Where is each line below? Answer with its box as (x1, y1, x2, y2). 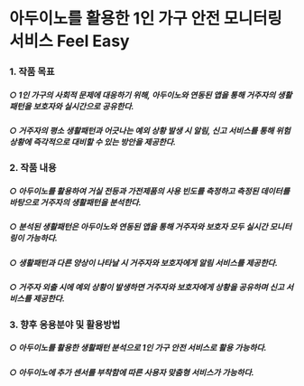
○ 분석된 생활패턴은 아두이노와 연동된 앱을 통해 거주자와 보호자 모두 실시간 (9, 221, 269, 232)
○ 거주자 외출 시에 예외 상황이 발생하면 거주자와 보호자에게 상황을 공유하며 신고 (9, 282, 285, 293)
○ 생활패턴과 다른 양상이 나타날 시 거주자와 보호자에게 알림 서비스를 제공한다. (9, 257, 278, 268)
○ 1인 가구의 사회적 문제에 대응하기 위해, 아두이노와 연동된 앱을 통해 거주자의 (9, 89, 276, 100)
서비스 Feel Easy (9, 31, 130, 52)
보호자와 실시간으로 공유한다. (32, 100, 134, 111)
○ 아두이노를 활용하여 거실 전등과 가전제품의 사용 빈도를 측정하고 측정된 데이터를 (9, 186, 290, 197)
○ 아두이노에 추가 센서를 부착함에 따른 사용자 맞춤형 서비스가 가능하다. (9, 367, 254, 378)
